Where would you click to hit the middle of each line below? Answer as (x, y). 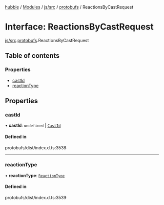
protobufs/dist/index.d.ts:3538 (36, 148)
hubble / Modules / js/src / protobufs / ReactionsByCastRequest (69, 7)
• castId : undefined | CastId (33, 125)
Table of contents (32, 56)
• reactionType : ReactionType (35, 175)
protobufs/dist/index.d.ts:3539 (36, 198)
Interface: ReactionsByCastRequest (79, 27)
